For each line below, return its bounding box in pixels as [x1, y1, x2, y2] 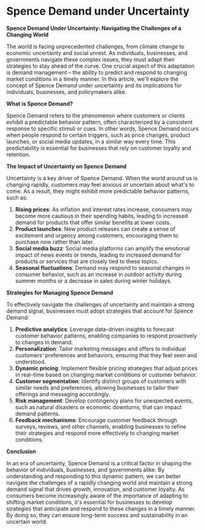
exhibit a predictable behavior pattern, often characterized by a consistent [6, 118, 193, 126]
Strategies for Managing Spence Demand [6, 289, 113, 296]
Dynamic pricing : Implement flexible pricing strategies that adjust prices [15, 365, 198, 372]
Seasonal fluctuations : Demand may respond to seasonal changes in [15, 264, 190, 271]
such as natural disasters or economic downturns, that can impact [15, 403, 182, 410]
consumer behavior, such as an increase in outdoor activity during [15, 270, 182, 278]
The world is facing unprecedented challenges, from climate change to [6, 43, 185, 50]
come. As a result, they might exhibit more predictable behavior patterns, [6, 187, 190, 195]
